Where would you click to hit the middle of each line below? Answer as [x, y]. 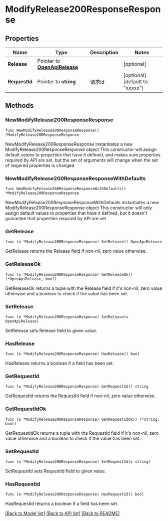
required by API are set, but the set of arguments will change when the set [82, 160]
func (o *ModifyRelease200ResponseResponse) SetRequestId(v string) [78, 462]
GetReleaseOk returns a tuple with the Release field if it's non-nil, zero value [84, 288]
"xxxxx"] [133, 88]
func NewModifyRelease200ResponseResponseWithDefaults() [66, 189]
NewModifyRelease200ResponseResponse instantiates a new [69, 144]
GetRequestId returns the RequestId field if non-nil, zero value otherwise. [80, 396]
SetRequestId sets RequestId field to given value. [56, 471]
